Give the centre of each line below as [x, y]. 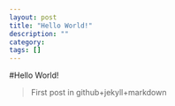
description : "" [39, 34]
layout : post [33, 17]
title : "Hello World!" [51, 26]
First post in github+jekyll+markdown [99, 93]
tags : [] [25, 50]
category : [27, 42]
